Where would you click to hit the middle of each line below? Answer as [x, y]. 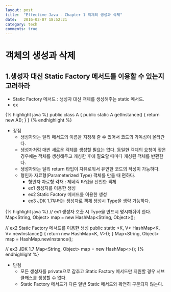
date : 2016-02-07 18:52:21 [36, 19]
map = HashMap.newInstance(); [39, 239]
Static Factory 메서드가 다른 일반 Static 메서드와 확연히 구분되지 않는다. [92, 284]
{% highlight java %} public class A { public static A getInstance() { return [82, 115]
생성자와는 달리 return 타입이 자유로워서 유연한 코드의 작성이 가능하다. [90, 169]
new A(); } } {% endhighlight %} [39, 120]
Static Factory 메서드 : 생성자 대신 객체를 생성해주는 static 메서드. [78, 99]
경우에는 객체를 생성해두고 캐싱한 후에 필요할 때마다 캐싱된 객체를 [85, 156]
